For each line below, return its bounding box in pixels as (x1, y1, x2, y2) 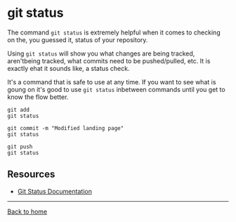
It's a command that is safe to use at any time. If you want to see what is (7, 77, 216, 86)
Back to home (7, 207, 48, 216)
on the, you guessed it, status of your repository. (7, 35, 148, 44)
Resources (7, 169, 55, 181)
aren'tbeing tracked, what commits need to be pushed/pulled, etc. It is (7, 56, 211, 65)
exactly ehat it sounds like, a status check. (7, 64, 130, 72)
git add (7, 106, 30, 113)
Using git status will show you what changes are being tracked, (7, 49, 195, 58)
